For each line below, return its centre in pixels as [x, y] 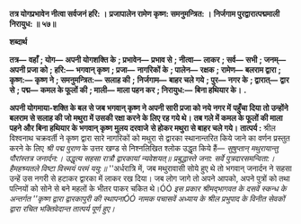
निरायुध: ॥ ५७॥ [33, 24]
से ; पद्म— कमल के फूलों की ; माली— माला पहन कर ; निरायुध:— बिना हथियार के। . [128, 90]
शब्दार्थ [18, 42]
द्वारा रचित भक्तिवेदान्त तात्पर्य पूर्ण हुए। [62, 209]
